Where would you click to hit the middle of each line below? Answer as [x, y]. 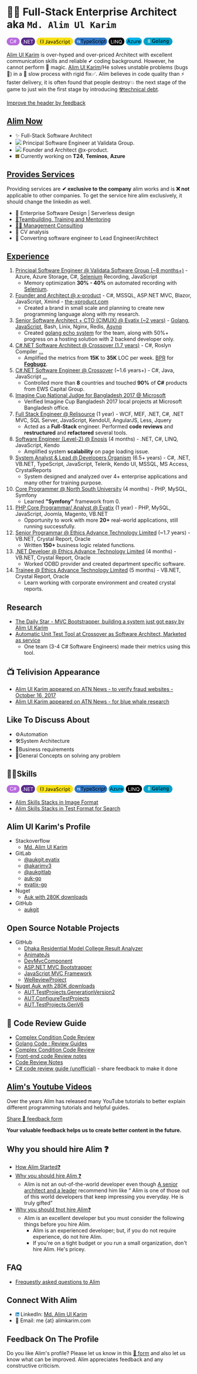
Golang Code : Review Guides [51, 1044]
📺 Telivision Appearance [53, 672]
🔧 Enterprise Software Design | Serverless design [75, 213]
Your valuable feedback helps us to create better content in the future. [94, 1130]
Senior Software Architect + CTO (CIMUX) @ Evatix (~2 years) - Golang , [102, 320]
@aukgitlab [38, 872]
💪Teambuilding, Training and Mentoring [63, 219]
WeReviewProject [45, 980]
